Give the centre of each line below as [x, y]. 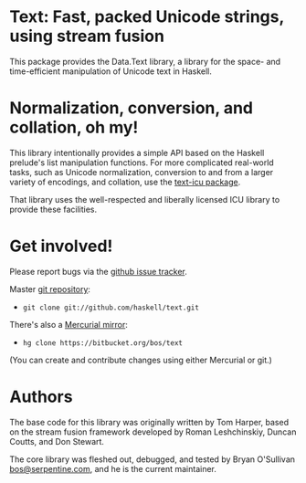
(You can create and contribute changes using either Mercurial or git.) [141, 360]
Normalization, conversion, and [132, 108]
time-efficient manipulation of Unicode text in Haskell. [111, 71]
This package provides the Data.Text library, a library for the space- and [145, 61]
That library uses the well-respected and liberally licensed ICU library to [145, 199]
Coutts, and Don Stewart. [57, 441]
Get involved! [61, 246]
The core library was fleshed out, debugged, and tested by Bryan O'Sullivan [152, 459]
